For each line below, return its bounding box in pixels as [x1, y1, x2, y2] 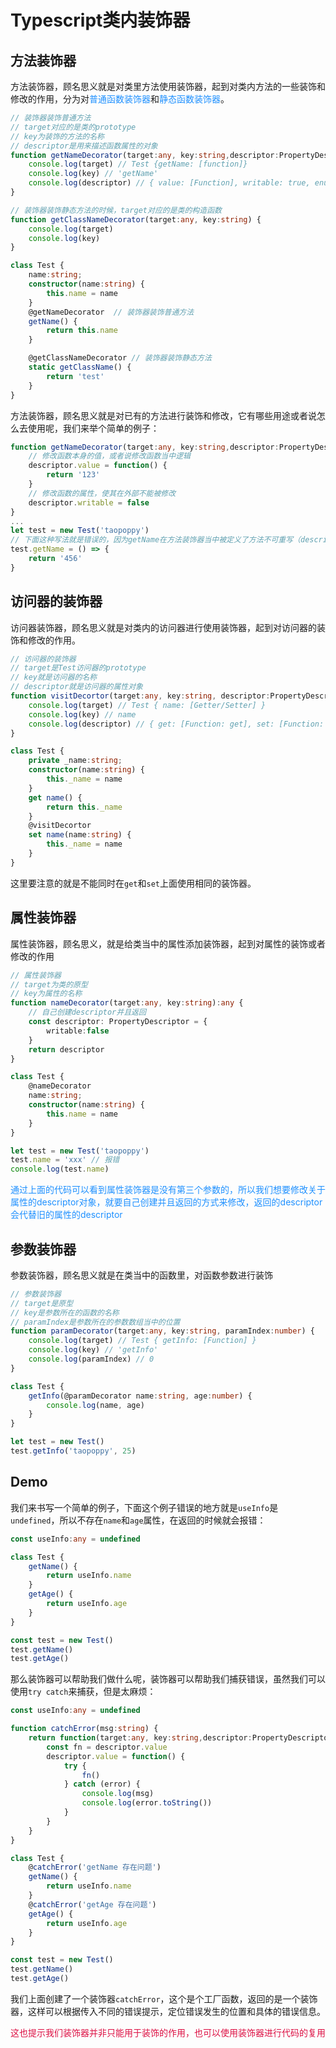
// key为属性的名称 [10, 989, 83, 999]
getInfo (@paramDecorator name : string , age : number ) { [28, 1391, 253, 1401]
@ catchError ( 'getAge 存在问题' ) [28, 1899, 157, 1910]
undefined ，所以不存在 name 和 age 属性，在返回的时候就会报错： [10, 1514, 267, 1526]
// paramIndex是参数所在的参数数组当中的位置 [10, 1317, 181, 1327]
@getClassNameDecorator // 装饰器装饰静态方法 [28, 353, 212, 363]
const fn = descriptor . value [46, 1742, 168, 1752]
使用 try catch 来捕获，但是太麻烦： [10, 1686, 157, 1698]
